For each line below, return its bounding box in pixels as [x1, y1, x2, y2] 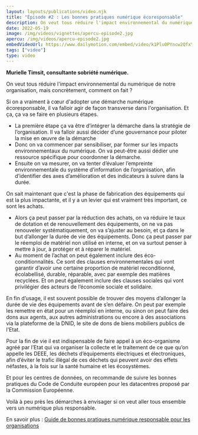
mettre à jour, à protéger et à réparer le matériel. [14, 245, 132, 252]
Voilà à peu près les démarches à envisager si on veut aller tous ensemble [6, 398, 186, 405]
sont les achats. [6, 202, 45, 210]
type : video [6, 53, 35, 59]
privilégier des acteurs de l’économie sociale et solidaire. [14, 283, 153, 290]
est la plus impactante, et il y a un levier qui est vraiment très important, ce [6, 196, 187, 203]
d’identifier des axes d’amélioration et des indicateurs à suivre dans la [14, 172, 184, 179]
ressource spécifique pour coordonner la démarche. [14, 153, 142, 160]
